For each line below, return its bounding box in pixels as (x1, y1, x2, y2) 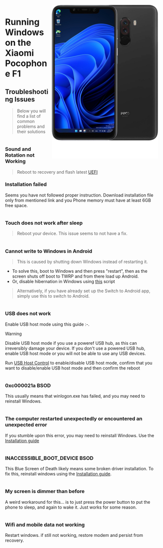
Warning (5, 331, 22, 336)
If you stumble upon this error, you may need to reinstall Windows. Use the (5, 432, 154, 438)
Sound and (5, 146, 32, 153)
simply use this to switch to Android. (16, 293, 90, 299)
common (16, 119, 35, 124)
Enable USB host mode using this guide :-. (5, 321, 90, 327)
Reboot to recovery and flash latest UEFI (16, 169, 98, 175)
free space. (5, 202, 28, 208)
